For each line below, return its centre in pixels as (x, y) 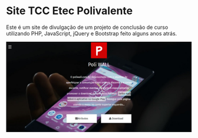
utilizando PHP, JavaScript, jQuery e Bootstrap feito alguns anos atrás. (92, 33)
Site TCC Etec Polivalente (70, 11)
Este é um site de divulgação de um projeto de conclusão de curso (87, 27)
